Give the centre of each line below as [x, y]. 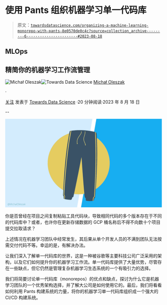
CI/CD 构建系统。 [23, 298]
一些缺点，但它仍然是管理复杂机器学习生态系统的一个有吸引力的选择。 [81, 268]
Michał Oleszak [109, 82]
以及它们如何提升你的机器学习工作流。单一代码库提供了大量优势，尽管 [85, 262]
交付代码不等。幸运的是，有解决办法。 [48, 245]
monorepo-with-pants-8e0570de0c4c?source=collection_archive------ [88, 31]
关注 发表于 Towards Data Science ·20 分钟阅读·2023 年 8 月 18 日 [73, 102]
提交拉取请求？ [20, 228]
